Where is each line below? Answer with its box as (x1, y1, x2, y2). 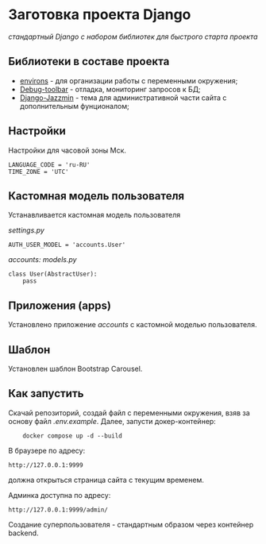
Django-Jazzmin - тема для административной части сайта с (19, 93, 227, 102)
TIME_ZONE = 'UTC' (8, 168, 69, 176)
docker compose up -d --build (22, 431, 123, 440)
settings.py (8, 226, 45, 235)
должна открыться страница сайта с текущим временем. (8, 475, 204, 484)
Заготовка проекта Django (8, 6, 191, 24)
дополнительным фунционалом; (19, 101, 129, 110)
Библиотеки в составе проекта (8, 55, 170, 68)
